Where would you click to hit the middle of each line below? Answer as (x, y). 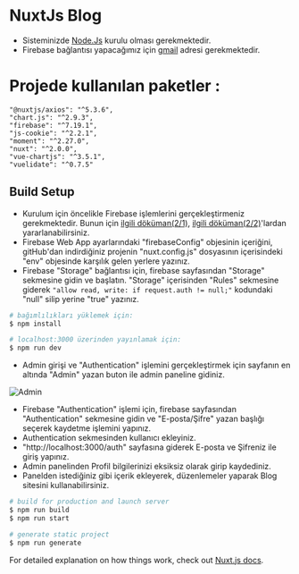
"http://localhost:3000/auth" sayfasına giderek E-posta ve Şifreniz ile (149, 447)
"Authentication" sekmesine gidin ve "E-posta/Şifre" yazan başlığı (143, 419)
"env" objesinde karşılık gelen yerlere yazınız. (106, 261)
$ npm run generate (46, 543)
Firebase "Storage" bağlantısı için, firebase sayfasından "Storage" (143, 270)
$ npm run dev (36, 348)
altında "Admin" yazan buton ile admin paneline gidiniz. (123, 375)
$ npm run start (39, 518)
